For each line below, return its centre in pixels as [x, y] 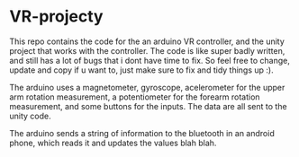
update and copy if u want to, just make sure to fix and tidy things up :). [141, 70]
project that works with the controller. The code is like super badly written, [147, 50]
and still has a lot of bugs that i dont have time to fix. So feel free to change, [149, 60]
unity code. [30, 116]
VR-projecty [56, 17]
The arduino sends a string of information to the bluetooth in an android [142, 133]
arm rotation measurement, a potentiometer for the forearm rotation [135, 97]
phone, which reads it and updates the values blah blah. [113, 143]
